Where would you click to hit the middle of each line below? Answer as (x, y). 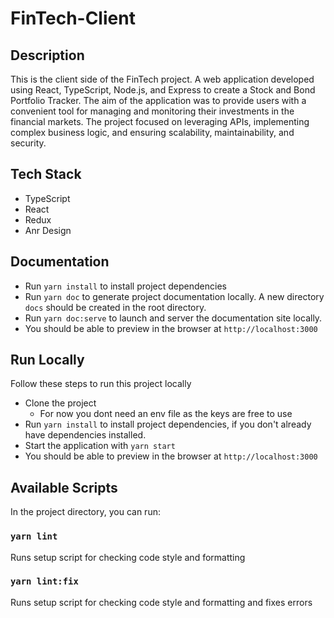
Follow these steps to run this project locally (101, 384)
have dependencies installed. (85, 435)
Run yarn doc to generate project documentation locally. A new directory (174, 296)
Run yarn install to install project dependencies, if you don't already (168, 424)
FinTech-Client (73, 18)
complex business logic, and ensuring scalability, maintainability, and (152, 132)
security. (28, 143)
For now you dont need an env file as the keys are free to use (166, 414)
